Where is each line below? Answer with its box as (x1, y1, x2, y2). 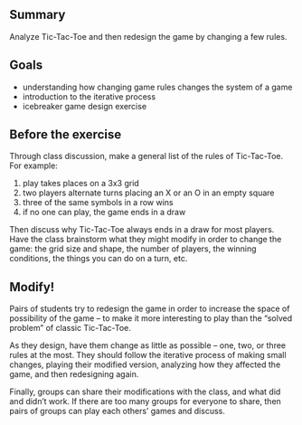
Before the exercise (9, 127, 122, 143)
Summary (9, 7, 66, 23)
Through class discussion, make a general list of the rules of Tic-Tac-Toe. (9, 151, 284, 162)
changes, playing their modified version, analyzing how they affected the (9, 359, 281, 370)
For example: (9, 160, 59, 171)
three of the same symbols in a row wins (22, 197, 174, 208)
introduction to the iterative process (22, 90, 156, 102)
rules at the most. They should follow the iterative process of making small (9, 350, 287, 361)
